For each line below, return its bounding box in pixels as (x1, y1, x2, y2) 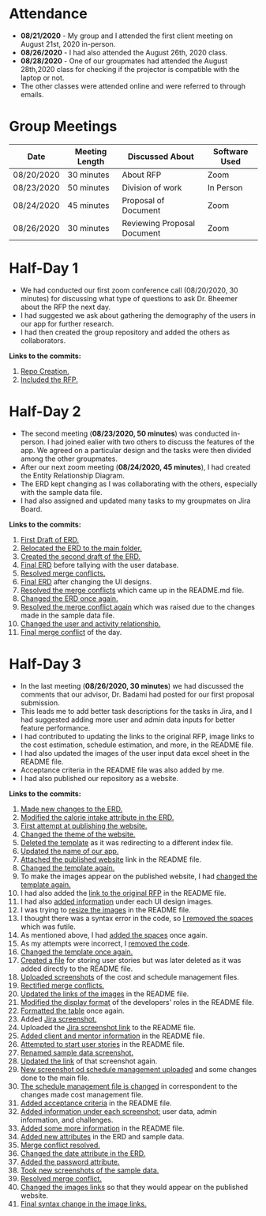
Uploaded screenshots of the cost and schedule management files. (20, 972, 240, 981)
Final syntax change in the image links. (20, 1199, 147, 1208)
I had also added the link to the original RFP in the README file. (20, 888, 227, 897)
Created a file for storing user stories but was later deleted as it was (20, 955, 242, 965)
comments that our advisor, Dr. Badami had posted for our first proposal (20, 689, 255, 699)
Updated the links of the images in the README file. (20, 989, 189, 999)
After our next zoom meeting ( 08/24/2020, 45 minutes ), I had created (20, 462, 251, 471)
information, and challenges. (20, 1115, 114, 1124)
